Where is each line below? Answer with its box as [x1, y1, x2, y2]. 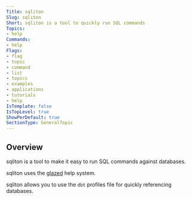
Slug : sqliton [6, 14, 42, 20]
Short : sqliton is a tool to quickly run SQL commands [6, 20, 145, 26]
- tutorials [6, 92, 36, 98]
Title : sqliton [6, 8, 44, 15]
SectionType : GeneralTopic [6, 120, 73, 126]
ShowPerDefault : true [6, 114, 60, 120]
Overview [6, 142, 44, 152]
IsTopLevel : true [6, 109, 49, 115]
